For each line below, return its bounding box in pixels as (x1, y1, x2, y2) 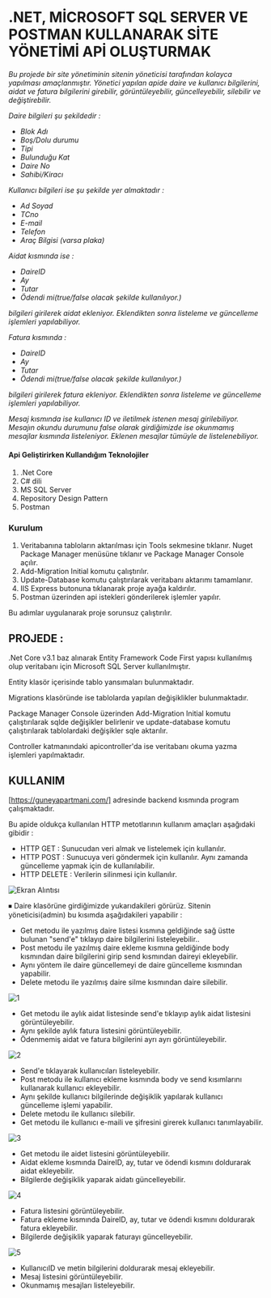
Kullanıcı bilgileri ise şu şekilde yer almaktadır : (8, 185, 164, 194)
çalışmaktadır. (8, 804, 55, 814)
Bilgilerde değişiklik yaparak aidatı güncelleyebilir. (19, 1175, 186, 1185)
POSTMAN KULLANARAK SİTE (8, 25, 218, 44)
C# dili (19, 476, 42, 486)
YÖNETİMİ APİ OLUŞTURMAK (8, 43, 212, 61)
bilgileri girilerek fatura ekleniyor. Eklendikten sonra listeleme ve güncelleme (8, 389, 261, 399)
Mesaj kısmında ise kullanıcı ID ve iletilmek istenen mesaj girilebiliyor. (8, 414, 239, 423)
